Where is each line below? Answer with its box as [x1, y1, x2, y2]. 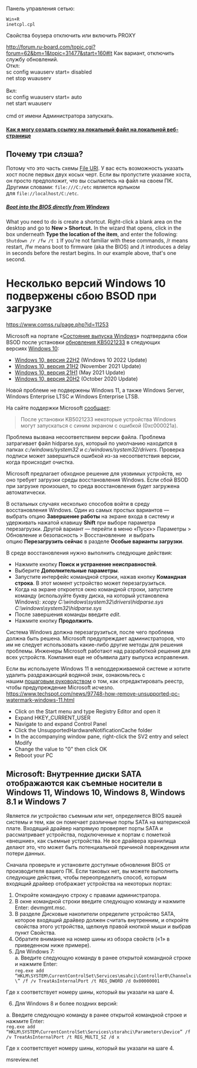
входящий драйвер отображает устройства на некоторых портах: [6, 880, 172, 887]
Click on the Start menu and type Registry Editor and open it [14, 708, 161, 715]
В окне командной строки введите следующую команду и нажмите [14, 898, 186, 905]
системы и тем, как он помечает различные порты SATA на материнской [6, 818, 191, 825]
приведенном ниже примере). [14, 942, 91, 949]
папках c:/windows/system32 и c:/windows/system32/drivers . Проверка [6, 446, 185, 453]
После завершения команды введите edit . [14, 611, 121, 618]
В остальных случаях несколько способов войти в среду [6, 500, 150, 507]
